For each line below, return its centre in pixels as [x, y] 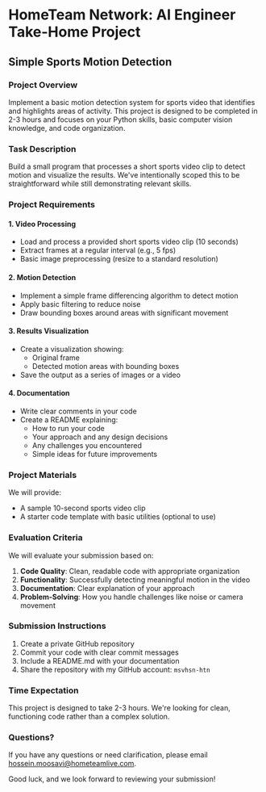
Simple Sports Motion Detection [90, 62]
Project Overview [43, 85]
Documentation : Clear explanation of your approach [107, 588]
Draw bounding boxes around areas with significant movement [124, 312]
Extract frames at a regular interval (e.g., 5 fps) [98, 250]
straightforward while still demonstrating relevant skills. [100, 184]
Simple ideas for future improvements [95, 454]
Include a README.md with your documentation [100, 660]
